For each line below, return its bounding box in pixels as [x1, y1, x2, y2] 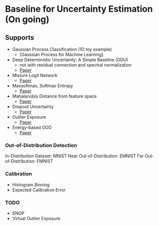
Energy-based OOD [12, 125, 52, 130]
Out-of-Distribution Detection [5, 142, 77, 149]
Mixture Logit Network [12, 73, 58, 78]
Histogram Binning [12, 181, 50, 187]
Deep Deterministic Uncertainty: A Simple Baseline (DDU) [12, 57, 128, 62]
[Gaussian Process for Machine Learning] [19, 51, 104, 57]
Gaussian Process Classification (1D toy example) [12, 47, 112, 52]
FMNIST [36, 158, 53, 164]
